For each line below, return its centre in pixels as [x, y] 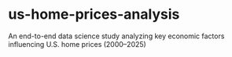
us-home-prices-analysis [94, 14]
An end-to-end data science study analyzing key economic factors [116, 36]
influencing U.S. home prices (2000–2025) [77, 44]
